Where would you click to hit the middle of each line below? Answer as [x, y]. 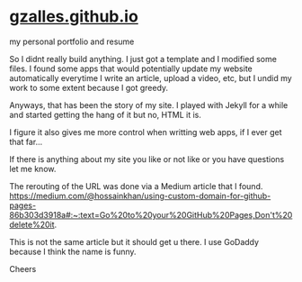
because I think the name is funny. [73, 251]
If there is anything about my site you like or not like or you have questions [147, 159]
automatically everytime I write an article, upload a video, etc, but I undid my [151, 77]
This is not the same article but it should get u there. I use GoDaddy [134, 241]
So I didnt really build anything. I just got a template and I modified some [143, 59]
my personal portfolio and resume [72, 41]
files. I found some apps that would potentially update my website [131, 68]
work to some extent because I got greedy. [89, 87]
